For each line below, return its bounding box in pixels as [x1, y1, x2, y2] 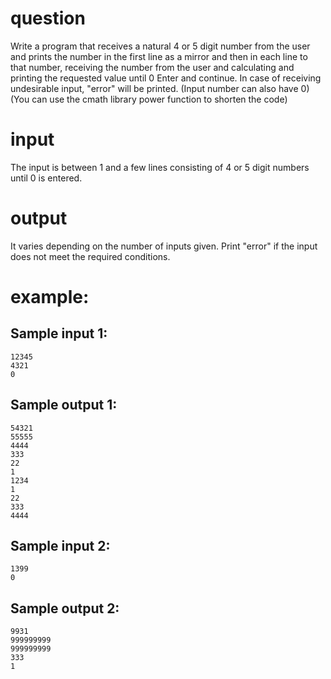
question [10, 7, 86, 30]
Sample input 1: [10, 325, 108, 342]
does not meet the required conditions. [10, 250, 171, 262]
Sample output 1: [10, 397, 118, 414]
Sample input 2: [10, 538, 111, 555]
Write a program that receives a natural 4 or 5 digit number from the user [10, 40, 311, 52]
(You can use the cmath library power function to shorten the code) [10, 93, 288, 105]
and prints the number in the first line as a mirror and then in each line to [10, 50, 308, 62]
